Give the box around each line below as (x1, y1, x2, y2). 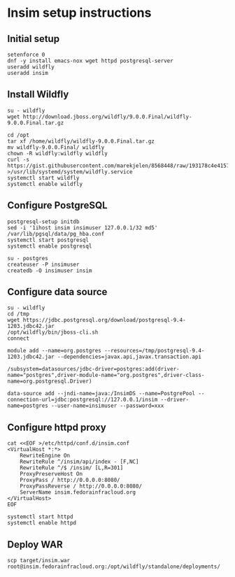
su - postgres (7, 255, 49, 262)
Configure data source (7, 286, 108, 298)
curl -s (7, 156, 30, 163)
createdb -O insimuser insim (7, 267, 92, 274)
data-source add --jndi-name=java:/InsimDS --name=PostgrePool (7, 390, 196, 397)
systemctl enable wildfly (7, 180, 83, 187)
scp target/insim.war (7, 557, 71, 564)
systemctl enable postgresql (7, 243, 92, 250)
